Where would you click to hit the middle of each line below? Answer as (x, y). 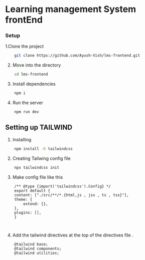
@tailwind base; (31, 244)
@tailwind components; (38, 248)
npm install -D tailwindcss (43, 149)
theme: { (23, 199)
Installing (22, 139)
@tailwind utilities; (37, 253)
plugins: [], (28, 212)
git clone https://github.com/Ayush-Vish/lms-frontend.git (77, 56)
